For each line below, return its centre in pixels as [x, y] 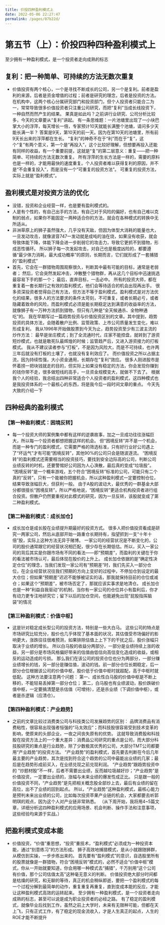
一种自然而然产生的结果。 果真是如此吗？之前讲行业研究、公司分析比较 [84, 114]
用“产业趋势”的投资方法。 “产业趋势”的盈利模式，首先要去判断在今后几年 [85, 752]
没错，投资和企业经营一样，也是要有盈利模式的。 [62, 205]
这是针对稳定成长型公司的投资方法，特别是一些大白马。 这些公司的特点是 [86, 628]
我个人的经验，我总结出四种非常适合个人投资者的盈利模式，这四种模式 [83, 378]
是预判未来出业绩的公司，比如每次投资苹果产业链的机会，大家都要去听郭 [85, 795]
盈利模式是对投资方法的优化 [47, 193]
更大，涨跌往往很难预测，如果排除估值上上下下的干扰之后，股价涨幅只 [87, 640]
